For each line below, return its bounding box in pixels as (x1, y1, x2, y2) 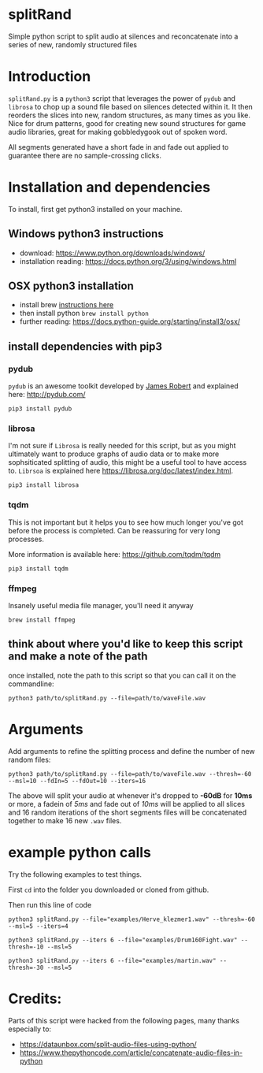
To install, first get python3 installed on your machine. (8, 204, 183, 213)
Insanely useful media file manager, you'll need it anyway (8, 601, 194, 611)
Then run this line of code (8, 900, 92, 909)
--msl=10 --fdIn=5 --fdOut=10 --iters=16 (8, 777, 146, 785)
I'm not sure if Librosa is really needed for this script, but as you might (8, 441, 236, 451)
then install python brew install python (19, 309, 150, 318)
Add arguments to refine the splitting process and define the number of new (8, 746, 256, 756)
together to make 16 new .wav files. (8, 815, 122, 825)
